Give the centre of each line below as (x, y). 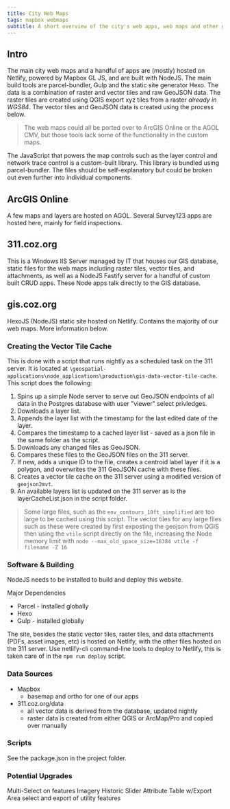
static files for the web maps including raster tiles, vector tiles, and (101, 268)
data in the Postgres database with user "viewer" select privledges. (112, 403)
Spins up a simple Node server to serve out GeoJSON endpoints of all (115, 396)
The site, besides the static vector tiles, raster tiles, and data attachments (111, 634)
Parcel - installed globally (53, 606)
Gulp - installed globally (50, 621)
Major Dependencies (37, 593)
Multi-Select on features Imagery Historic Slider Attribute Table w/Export (110, 791)
